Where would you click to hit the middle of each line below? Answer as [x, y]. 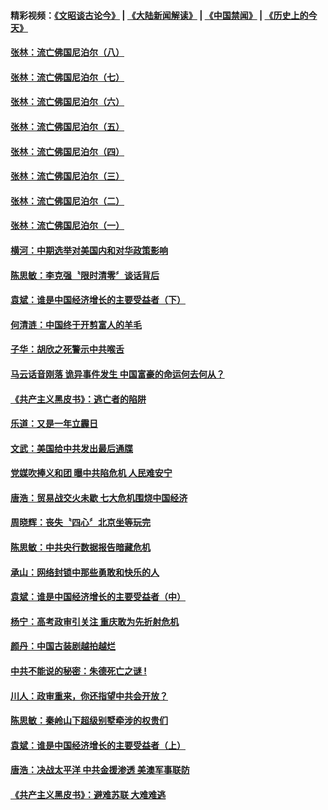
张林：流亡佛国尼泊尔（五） [67, 126]
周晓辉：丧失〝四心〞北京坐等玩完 [80, 522]
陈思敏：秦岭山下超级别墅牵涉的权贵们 [89, 721]
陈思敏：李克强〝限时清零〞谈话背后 [85, 275]
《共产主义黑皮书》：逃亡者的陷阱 [78, 399]
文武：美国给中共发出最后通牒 [71, 448]
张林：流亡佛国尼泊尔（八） [67, 52]
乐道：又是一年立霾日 [54, 424]
